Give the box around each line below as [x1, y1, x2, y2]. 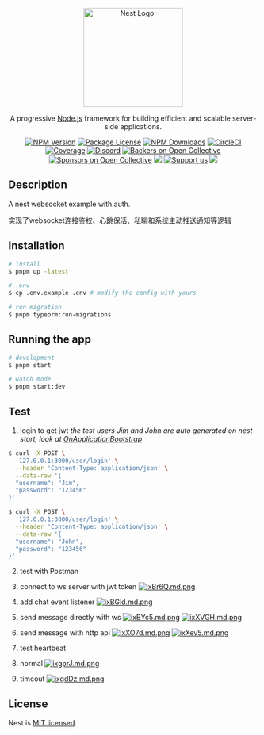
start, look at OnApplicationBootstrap [19, 434, 143, 443]
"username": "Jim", [15, 479, 80, 487]
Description [8, 178, 67, 192]
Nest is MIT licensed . [8, 718, 78, 728]
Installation [8, 239, 65, 253]
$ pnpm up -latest [8, 267, 69, 275]
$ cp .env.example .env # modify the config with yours [8, 289, 197, 297]
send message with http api [19, 628, 111, 637]
